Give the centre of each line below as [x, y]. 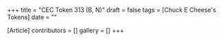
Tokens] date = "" [32, 17]
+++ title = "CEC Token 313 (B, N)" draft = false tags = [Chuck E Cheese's [111, 10]
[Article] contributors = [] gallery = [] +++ [66, 30]
